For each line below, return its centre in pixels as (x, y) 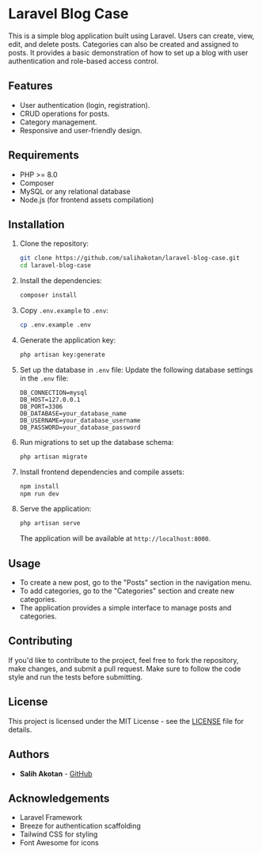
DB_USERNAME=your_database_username (80, 420)
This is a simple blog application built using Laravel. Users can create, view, (131, 36)
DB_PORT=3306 (41, 406)
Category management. (58, 122)
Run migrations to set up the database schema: (97, 442)
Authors (29, 754)
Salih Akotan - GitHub (56, 773)
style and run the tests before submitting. (76, 677)
